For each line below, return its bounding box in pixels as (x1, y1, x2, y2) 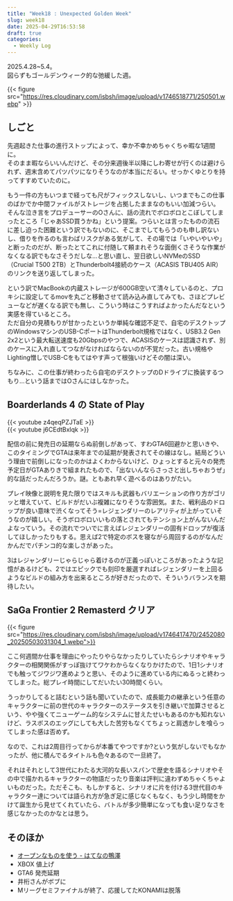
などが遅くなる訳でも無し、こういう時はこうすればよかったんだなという (19, 301, 226, 309)
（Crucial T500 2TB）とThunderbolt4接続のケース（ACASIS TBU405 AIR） (7, 260, 223, 268)
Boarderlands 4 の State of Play (7, 399, 145, 411)
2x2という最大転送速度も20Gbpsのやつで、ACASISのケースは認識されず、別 (7, 336, 226, 344)
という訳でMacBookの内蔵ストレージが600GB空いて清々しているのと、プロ (7, 283, 224, 292)
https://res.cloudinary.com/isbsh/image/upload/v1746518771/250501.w (23, 92, 225, 101)
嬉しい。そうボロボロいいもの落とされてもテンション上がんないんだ (31, 515, 225, 523)
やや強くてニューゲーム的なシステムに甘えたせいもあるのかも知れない (25, 710, 225, 719)
